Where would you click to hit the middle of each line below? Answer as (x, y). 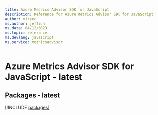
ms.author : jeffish (25, 24)
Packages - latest (33, 95)
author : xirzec (21, 19)
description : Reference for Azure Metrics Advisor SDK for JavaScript (79, 14)
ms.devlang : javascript (30, 38)
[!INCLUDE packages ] (27, 107)
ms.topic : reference (26, 33)
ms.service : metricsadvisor (34, 42)
